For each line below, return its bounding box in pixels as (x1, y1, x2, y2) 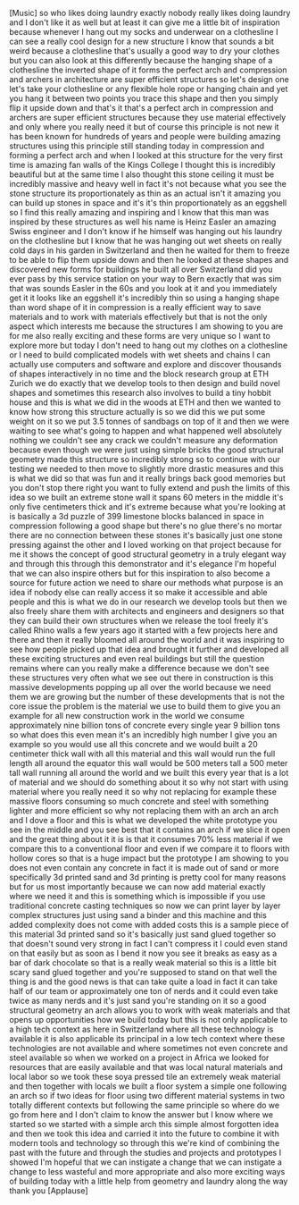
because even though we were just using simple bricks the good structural (9, 444, 284, 455)
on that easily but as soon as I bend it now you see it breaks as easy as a (9, 948, 278, 958)
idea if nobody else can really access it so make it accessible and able (9, 587, 268, 597)
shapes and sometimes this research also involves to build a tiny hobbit (9, 388, 272, 398)
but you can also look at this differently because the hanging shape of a (9, 55, 273, 65)
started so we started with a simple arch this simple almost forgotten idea (9, 1119, 279, 1129)
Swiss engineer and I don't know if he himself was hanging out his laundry (9, 226, 283, 236)
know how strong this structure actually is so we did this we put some (9, 407, 266, 417)
